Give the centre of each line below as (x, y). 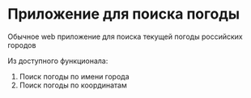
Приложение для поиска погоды (124, 14)
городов (22, 45)
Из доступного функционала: (58, 61)
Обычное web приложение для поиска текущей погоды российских (125, 36)
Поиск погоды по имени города (74, 76)
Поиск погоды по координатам (73, 85)
